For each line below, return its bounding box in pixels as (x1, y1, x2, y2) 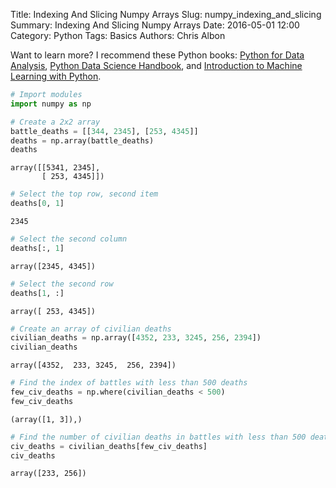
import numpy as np (10, 99, 92, 109)
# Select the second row (10, 279, 114, 289)
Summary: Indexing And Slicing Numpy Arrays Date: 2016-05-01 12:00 (10, 19, 300, 31)
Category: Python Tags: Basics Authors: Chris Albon (10, 30, 226, 41)
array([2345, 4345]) (10, 261, 97, 271)
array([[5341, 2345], (10, 163, 101, 173)
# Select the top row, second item (10, 189, 159, 199)
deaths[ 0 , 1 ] (10, 199, 65, 209)
